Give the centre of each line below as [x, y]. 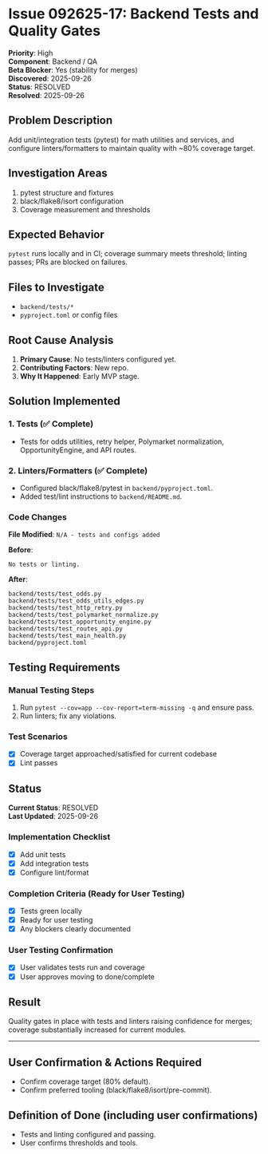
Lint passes [39, 763]
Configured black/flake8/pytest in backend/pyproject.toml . [116, 488]
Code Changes [38, 517]
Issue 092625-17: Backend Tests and [134, 14]
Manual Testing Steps [51, 690]
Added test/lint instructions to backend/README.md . [101, 496]
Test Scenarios [38, 737]
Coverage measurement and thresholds [85, 209]
